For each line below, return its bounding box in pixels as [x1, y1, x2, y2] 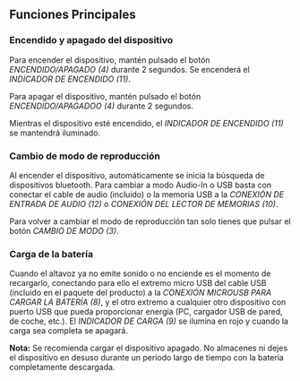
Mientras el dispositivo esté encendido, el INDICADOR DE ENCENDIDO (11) [9, 117, 284, 128]
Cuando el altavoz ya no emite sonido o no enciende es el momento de [9, 268, 271, 279]
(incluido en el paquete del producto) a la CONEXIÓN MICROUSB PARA [9, 287, 271, 299]
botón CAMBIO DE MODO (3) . [9, 225, 119, 236]
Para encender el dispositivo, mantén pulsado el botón [9, 54, 210, 65]
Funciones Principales [9, 7, 136, 22]
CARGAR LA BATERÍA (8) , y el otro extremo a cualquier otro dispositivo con [9, 297, 287, 307]
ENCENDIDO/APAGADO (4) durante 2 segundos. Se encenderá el [9, 64, 251, 74]
